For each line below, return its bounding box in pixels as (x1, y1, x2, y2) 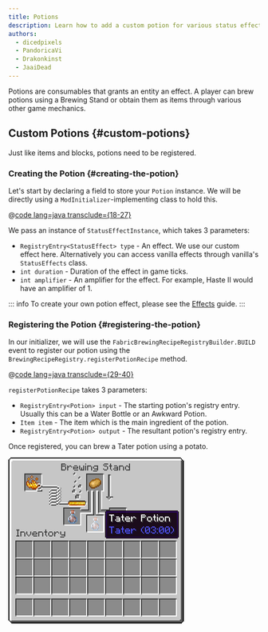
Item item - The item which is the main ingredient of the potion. (19, 418, 229, 427)
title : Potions (8, 13, 59, 21)
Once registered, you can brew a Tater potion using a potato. (8, 442, 209, 451)
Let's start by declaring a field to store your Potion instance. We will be (8, 186, 242, 195)
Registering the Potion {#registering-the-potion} (8, 318, 201, 330)
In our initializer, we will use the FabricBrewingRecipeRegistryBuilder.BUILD (8, 337, 256, 347)
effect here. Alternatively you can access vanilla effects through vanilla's (19, 249, 259, 259)
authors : (8, 30, 37, 38)
